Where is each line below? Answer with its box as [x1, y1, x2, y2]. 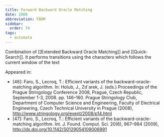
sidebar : [5, 21, 23, 26]
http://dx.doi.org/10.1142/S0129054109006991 [12, 126, 107, 132]
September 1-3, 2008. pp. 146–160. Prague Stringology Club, [12, 94, 137, 100]
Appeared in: [5, 69, 32, 75]
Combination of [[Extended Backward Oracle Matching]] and [5, 48, 130, 55]
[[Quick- [130, 48, 148, 55]
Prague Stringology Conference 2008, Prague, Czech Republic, [12, 89, 143, 95]
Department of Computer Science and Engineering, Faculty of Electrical [12, 100, 160, 106]
